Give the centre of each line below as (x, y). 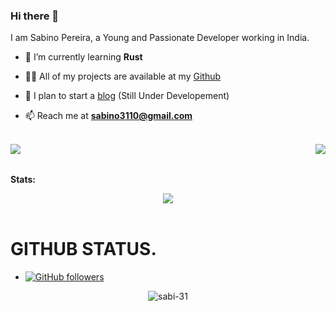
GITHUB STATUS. (83, 249)
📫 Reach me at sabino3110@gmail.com (108, 116)
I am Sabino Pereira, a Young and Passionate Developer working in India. (160, 38)
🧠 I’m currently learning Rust (83, 57)
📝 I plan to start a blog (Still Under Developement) (127, 96)
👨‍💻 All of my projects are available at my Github (123, 76)
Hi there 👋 (35, 16)
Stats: (23, 180)
